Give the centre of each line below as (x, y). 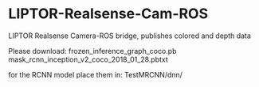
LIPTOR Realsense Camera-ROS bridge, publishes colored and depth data (129, 36)
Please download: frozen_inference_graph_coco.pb (92, 51)
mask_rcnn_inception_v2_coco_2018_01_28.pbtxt (88, 59)
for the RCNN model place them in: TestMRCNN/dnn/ (96, 74)
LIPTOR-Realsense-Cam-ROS (108, 14)
